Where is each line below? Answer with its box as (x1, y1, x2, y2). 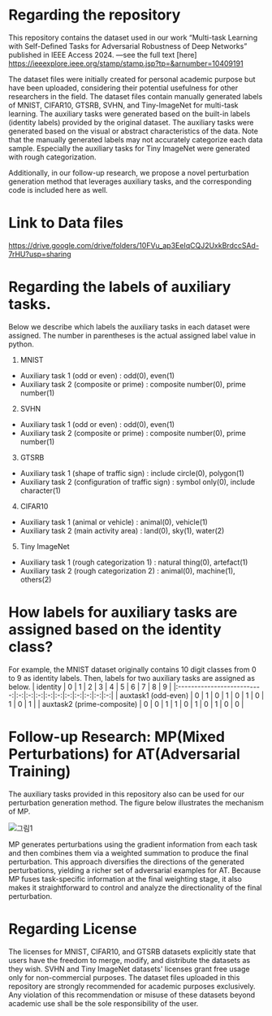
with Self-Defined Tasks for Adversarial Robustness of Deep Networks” (8, 41, 248, 50)
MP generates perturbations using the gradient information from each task (8, 839, 258, 849)
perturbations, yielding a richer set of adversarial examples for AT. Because (8, 865, 261, 875)
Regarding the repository (8, 6, 181, 24)
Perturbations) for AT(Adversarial (8, 744, 241, 763)
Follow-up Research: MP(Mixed (8, 727, 226, 746)
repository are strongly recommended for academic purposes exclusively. (8, 981, 256, 991)
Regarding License (8, 919, 137, 938)
